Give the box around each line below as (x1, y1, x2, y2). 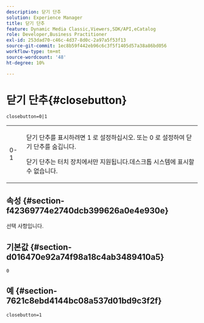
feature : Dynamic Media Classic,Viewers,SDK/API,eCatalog (6, 26, 156, 32)
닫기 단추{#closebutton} (6, 93, 127, 107)
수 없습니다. (26, 167, 58, 175)
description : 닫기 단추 (6, 9, 61, 15)
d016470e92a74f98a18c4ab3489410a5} (6, 252, 165, 262)
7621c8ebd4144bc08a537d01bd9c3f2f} (6, 296, 162, 306)
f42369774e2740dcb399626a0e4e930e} (6, 205, 169, 216)
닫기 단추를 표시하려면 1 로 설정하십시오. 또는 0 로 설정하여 (26, 133, 185, 142)
